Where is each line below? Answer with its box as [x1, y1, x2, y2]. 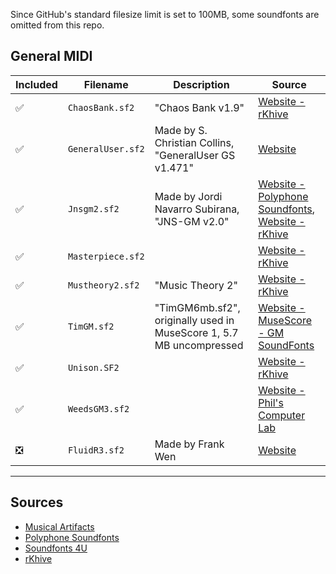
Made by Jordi [154, 189, 223, 203]
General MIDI [10, 48, 93, 65]
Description [173, 77, 230, 91]
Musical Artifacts [24, 520, 95, 533]
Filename [83, 77, 129, 91]
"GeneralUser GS [154, 148, 236, 162]
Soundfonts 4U [24, 542, 88, 554]
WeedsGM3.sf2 [67, 403, 130, 414]
